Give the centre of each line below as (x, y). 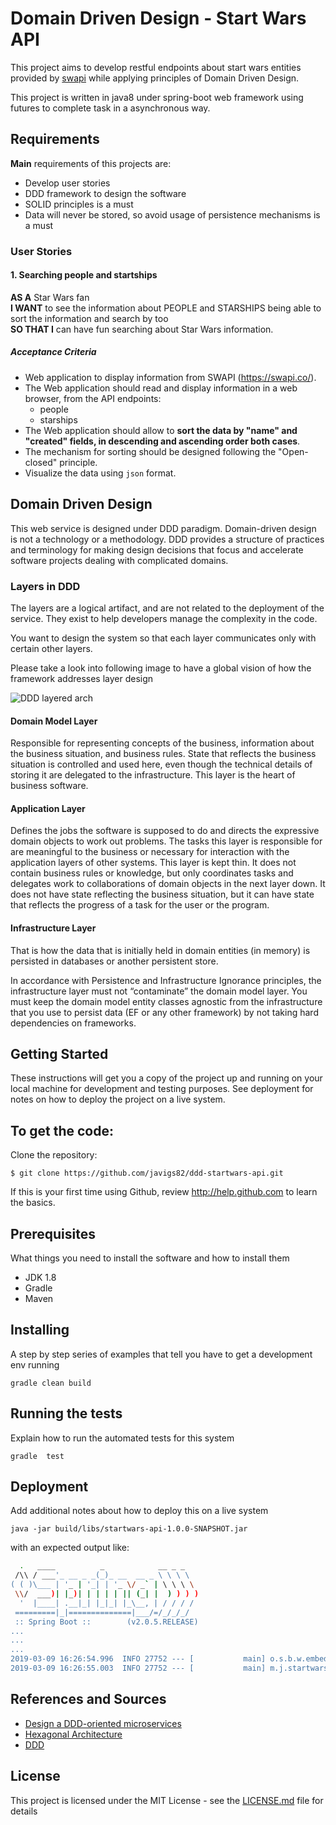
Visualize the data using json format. (100, 473)
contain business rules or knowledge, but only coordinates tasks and (152, 873)
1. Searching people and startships (84, 275)
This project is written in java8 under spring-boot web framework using (157, 97)
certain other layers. (51, 648)
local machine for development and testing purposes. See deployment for (162, 1089)
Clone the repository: (54, 1155)
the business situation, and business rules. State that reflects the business (163, 754)
